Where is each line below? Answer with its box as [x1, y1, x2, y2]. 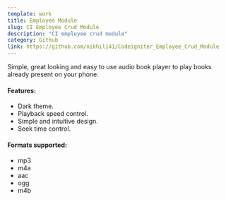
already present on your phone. [7, 70, 99, 78]
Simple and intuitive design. [17, 117, 99, 126]
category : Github [7, 37, 59, 44]
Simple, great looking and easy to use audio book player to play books [7, 63, 212, 71]
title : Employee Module [7, 17, 78, 24]
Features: [7, 86, 37, 95]
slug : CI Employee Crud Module [7, 23, 100, 30]
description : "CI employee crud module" [7, 30, 129, 37]
